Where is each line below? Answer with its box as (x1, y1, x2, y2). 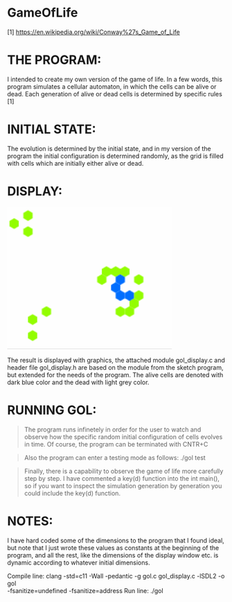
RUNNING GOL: (7, 402, 97, 418)
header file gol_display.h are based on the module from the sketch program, (7, 363, 224, 372)
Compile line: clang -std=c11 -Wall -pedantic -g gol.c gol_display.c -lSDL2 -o (7, 571, 225, 580)
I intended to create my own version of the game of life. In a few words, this (7, 75, 223, 83)
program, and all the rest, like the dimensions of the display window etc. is (7, 551, 219, 559)
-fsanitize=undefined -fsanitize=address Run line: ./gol (7, 586, 164, 594)
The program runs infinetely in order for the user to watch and (24, 425, 202, 433)
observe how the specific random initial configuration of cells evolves (24, 432, 223, 441)
